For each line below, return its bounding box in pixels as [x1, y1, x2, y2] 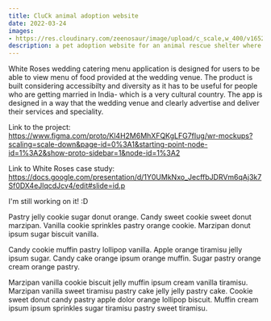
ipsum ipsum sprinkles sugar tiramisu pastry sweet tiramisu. [8, 303, 208, 313]
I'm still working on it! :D [8, 197, 89, 206]
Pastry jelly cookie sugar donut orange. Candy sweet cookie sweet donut [8, 212, 252, 222]
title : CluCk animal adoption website [8, 11, 139, 20]
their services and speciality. [8, 106, 104, 117]
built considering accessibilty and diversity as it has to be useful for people [8, 81, 258, 91]
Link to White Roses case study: [8, 164, 115, 173]
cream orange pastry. [8, 262, 81, 272]
